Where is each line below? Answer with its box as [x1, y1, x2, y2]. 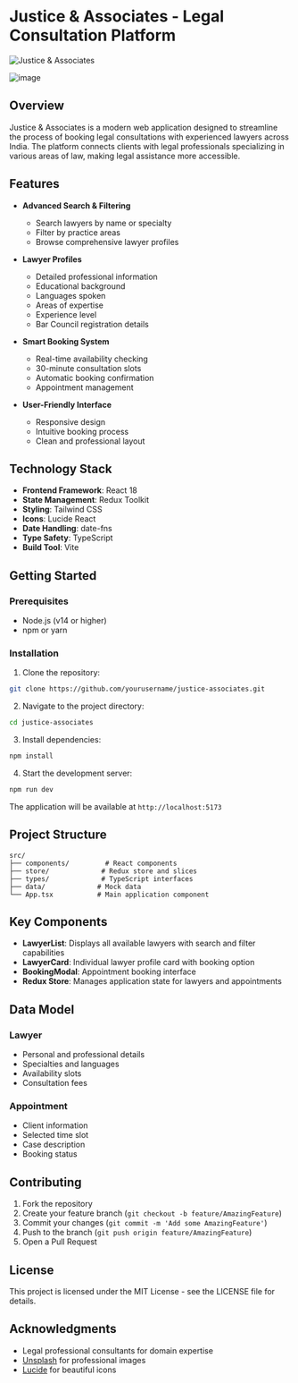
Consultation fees [21, 1078, 87, 1089]
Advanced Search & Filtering [21, 199, 131, 211]
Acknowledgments [9, 1321, 118, 1336]
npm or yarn [21, 624, 68, 636]
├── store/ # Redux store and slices [9, 866, 198, 876]
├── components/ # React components [9, 859, 178, 868]
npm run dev [9, 785, 54, 793]
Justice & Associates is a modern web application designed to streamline [9, 122, 278, 132]
